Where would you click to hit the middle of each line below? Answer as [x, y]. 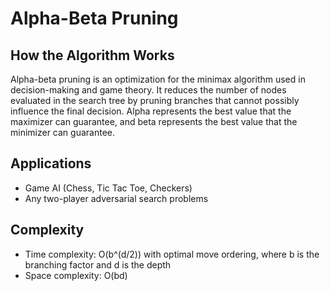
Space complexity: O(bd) [76, 275]
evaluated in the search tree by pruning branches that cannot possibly [155, 100]
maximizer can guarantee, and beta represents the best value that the [154, 121]
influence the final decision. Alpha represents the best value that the [151, 111]
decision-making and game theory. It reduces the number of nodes [148, 90]
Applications [51, 163]
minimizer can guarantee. [63, 132]
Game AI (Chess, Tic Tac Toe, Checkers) [108, 188]
